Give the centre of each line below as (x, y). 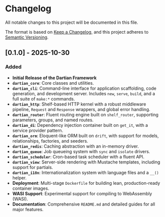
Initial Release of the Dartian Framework (54, 78)
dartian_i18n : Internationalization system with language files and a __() (85, 172)
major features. (28, 209)
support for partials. (33, 167)
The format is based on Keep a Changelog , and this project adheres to (77, 32)
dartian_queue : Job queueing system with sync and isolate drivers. (81, 151)
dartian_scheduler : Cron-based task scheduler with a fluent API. (78, 157)
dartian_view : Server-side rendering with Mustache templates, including (86, 162)
